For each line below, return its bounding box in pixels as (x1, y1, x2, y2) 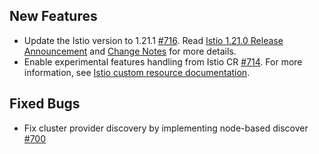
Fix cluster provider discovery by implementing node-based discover (23, 122, 309, 134)
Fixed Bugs (9, 95, 81, 113)
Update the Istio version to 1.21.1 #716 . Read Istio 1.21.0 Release (23, 34, 284, 46)
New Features (9, 8, 98, 25)
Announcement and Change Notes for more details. (23, 45, 237, 57)
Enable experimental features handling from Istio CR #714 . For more (23, 55, 303, 68)
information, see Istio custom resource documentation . (23, 66, 251, 78)
